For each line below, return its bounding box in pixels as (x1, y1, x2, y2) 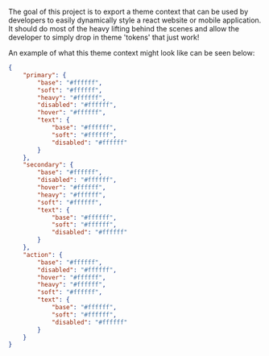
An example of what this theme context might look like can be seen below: (8, 48, 255, 57)
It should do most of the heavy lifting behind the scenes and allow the (8, 24, 240, 33)
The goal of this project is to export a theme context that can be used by (8, 7, 249, 16)
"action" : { (23, 250, 63, 259)
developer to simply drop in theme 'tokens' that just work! (8, 32, 200, 42)
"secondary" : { (23, 161, 74, 169)
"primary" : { (23, 71, 67, 79)
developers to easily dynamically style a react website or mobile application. (8, 15, 262, 25)
